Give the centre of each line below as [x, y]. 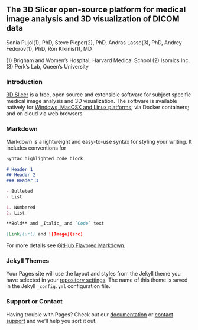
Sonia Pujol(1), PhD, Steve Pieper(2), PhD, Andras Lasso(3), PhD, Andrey [94, 42]
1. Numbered [21, 207]
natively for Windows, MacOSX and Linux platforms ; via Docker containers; [98, 107]
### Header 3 [22, 181]
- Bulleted [20, 191]
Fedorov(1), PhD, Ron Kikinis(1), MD [49, 48]
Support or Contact [35, 302]
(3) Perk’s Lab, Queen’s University [48, 66]
